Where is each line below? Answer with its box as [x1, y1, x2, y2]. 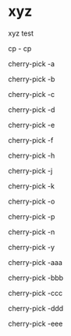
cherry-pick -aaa [8, 257, 62, 267]
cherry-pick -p [8, 211, 55, 221]
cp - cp [8, 43, 32, 53]
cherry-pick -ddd [8, 303, 64, 313]
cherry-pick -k [8, 181, 55, 191]
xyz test [8, 28, 34, 38]
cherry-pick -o [8, 196, 55, 206]
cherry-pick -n [8, 227, 55, 237]
